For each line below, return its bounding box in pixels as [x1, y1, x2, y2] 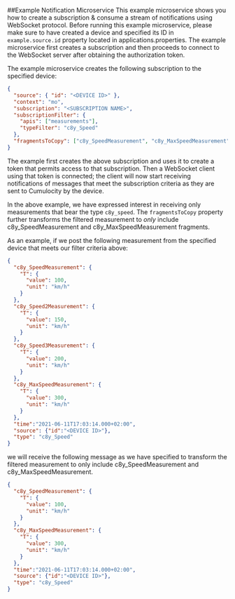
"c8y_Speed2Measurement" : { [13, 303, 96, 310]
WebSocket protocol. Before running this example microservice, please [7, 21, 213, 29]
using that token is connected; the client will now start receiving [7, 171, 191, 180]
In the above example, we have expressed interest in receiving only [7, 200, 201, 209]
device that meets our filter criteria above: [7, 244, 128, 252]
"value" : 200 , [25, 355, 68, 362]
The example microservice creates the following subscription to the [7, 65, 201, 72]
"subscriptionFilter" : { [13, 112, 86, 119]
